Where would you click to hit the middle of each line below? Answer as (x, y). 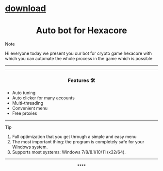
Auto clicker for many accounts (43, 98)
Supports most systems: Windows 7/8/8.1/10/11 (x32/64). (69, 152)
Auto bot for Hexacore (81, 31)
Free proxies (24, 113)
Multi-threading (28, 103)
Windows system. (30, 147)
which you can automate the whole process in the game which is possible (79, 59)
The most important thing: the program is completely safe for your (78, 142)
